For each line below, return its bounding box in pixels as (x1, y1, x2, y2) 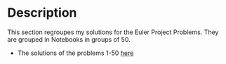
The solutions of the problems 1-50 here (17, 49, 134, 57)
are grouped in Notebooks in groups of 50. (7, 35, 131, 43)
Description (7, 5, 77, 21)
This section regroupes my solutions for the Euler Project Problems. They (7, 28, 219, 36)
